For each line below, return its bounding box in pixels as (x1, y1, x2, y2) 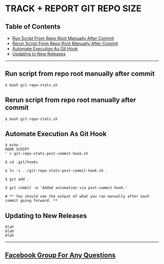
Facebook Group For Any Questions (5, 251, 116, 259)
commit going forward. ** (5, 198, 58, 203)
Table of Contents (5, 22, 61, 31)
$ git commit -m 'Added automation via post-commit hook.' (5, 185, 128, 191)
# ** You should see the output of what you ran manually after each (5, 194, 150, 199)
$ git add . (5, 177, 29, 182)
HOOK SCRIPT (5, 147, 29, 152)
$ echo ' (5, 143, 23, 148)
